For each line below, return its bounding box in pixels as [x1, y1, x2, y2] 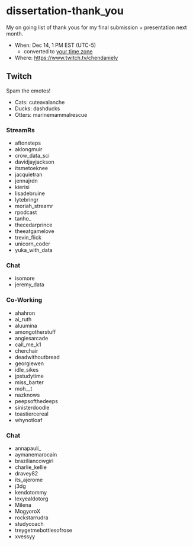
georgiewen [14, 360, 44, 367]
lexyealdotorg [14, 495, 49, 502]
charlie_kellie [14, 464, 47, 471]
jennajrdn [14, 177, 38, 184]
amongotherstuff [14, 328, 56, 336]
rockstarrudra [14, 514, 49, 521]
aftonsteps [14, 139, 41, 146]
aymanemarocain [14, 451, 57, 458]
